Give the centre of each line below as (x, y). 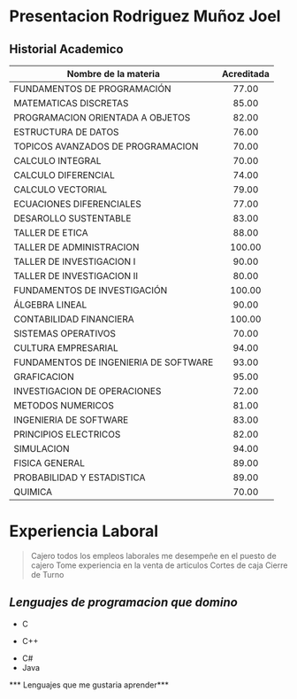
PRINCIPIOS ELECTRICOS (67, 434)
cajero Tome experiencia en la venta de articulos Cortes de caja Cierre (159, 565)
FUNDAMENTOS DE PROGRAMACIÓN (92, 89)
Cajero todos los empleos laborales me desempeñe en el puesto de (153, 555)
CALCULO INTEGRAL (57, 161)
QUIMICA (33, 492)
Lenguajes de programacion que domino (124, 603)
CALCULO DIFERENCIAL (64, 175)
